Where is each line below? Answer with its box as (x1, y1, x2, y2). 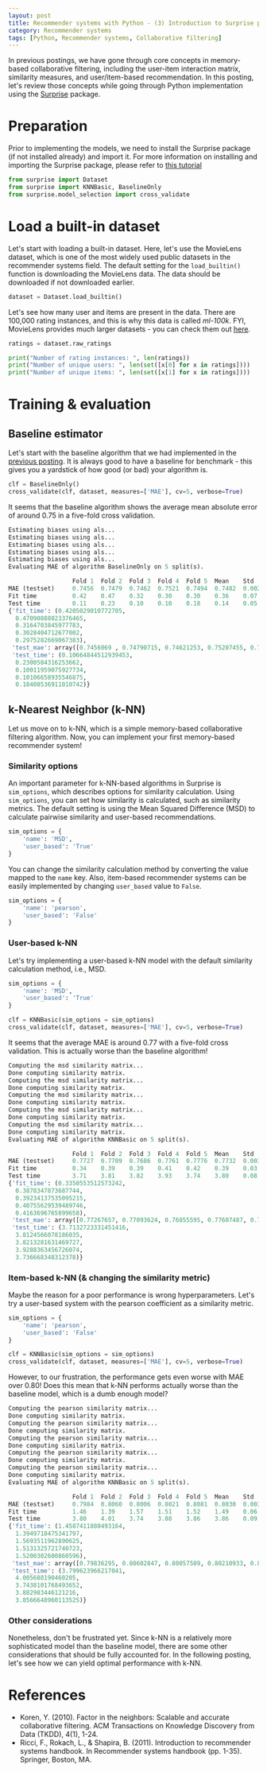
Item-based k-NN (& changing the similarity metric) (8, 1272, 211, 1283)
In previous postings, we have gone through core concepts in (8, 56, 209, 65)
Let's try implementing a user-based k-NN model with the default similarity (8, 956, 253, 965)
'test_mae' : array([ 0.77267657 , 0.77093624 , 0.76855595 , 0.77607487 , (11, 1216, 247, 1224)
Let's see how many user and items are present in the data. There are (8, 307, 236, 316)
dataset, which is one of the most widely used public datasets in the (8, 252, 231, 262)
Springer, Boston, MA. (19, 1755, 92, 1765)
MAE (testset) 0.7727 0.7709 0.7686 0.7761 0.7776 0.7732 (8, 1157, 237, 1165)
